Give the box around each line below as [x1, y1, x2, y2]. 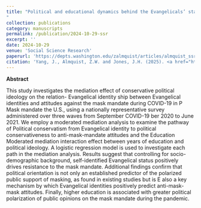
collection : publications [6, 20, 71, 26]
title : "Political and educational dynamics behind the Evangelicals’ [6, 8, 186, 15]
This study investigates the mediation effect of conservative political [6, 87, 175, 94]
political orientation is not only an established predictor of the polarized [6, 169, 182, 176]
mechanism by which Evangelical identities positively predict [6, 182, 156, 189]
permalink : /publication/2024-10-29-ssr [6, 31, 109, 37]
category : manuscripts [6, 25, 63, 32]
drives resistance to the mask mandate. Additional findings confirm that [6, 163, 182, 170]
